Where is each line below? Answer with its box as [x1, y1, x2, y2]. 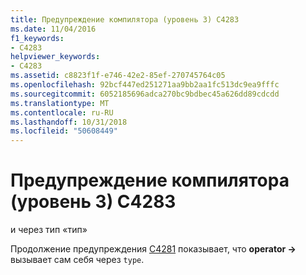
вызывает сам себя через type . [10, 254, 145, 266]
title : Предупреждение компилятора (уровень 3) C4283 [10, 14, 240, 25]
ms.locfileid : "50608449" [10, 126, 118, 136]
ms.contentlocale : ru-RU [10, 107, 114, 118]
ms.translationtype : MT [10, 98, 110, 108]
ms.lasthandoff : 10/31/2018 [10, 117, 128, 127]
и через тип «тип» [10, 224, 88, 236]
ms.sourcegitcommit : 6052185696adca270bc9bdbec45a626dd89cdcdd [10, 89, 280, 99]
